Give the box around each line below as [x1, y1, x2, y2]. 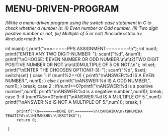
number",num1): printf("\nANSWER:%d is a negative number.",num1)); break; [5, 88, 163, 94]
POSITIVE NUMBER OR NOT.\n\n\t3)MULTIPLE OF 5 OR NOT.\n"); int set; [5, 61, 156, 67]
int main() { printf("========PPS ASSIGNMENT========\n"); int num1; [5, 45, 158, 51]
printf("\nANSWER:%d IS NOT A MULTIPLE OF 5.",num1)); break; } [5, 99, 142, 105]
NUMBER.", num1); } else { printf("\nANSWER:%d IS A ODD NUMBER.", [5, 78, 151, 84]
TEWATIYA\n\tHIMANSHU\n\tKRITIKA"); [5, 113, 82, 118]
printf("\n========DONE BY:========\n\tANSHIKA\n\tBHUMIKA [16, 109, 143, 114]
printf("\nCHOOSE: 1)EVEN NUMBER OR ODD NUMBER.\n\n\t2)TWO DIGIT [5, 56, 159, 62]
